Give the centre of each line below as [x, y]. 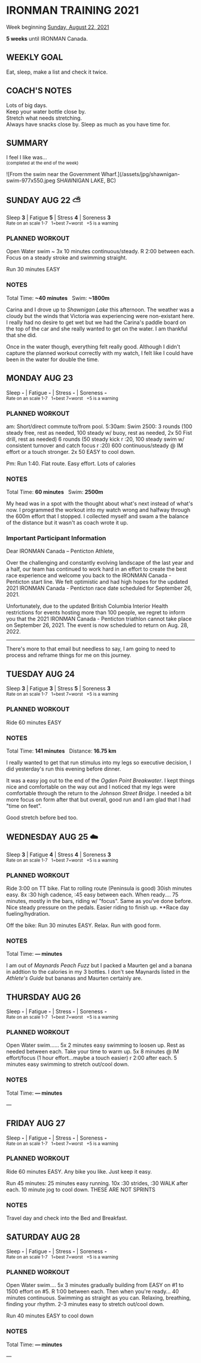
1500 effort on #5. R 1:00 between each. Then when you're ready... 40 [93, 1292]
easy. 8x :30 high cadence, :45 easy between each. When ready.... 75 [92, 895]
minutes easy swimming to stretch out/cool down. [68, 1064]
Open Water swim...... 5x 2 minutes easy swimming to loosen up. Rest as [96, 1045]
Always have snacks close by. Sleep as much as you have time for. [88, 124]
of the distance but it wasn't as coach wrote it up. [67, 523]
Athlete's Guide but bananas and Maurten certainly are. [74, 978]
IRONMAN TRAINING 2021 [73, 10]
